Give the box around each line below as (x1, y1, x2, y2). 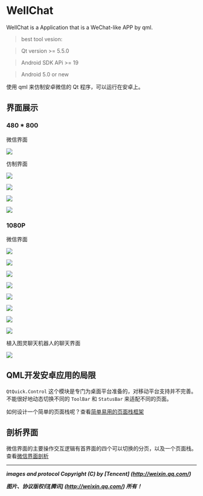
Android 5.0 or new (21, 70, 69, 78)
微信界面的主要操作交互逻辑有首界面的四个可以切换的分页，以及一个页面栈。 (6, 444, 197, 452)
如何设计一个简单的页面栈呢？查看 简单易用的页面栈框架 (6, 407, 144, 415)
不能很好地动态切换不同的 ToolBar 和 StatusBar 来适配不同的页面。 (6, 395, 172, 402)
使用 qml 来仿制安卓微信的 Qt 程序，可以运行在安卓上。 (6, 83, 144, 90)
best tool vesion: (21, 35, 63, 42)
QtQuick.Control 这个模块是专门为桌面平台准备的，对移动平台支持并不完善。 (6, 387, 197, 395)
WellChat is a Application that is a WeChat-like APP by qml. (6, 24, 153, 31)
